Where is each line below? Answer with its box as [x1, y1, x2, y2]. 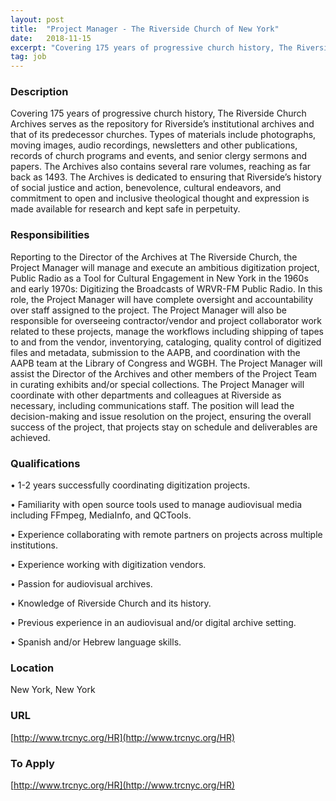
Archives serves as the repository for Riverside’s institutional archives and [10, 118, 315, 130]
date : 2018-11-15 [10, 33, 92, 43]
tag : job [10, 52, 47, 62]
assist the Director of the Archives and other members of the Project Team [10, 367, 318, 380]
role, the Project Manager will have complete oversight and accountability [10, 293, 314, 305]
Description [10, 85, 69, 99]
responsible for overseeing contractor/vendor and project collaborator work [10, 314, 323, 326]
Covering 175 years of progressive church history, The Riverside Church [10, 107, 307, 120]
